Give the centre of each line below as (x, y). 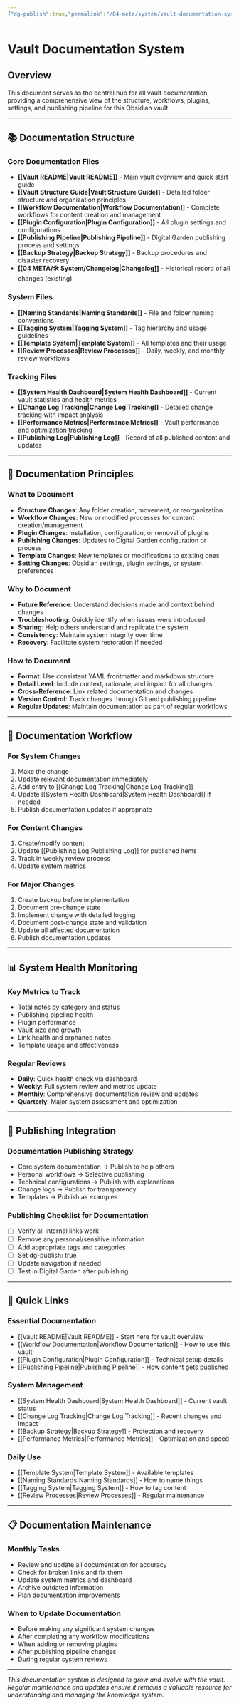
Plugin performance (47, 1023)
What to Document (41, 495)
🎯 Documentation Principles (70, 474)
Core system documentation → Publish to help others (96, 1167)
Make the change (43, 771)
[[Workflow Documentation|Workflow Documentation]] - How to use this (124, 1344)
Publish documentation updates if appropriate (85, 809)
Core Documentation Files (53, 161)
